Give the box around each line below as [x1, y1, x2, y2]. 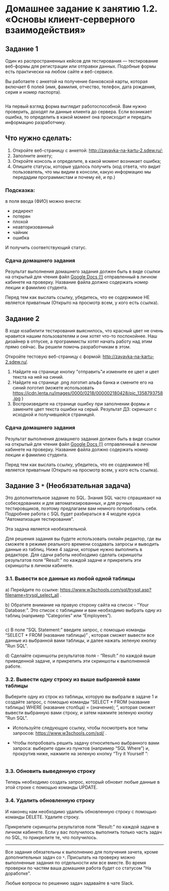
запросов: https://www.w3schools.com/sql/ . [12, 730, 107, 736]
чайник [12, 229, 29, 235]
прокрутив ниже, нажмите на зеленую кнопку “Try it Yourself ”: [12, 750, 148, 756]
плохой [12, 219, 29, 225]
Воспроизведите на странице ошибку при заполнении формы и [12, 401, 150, 407]
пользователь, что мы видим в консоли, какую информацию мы [12, 168, 151, 174]
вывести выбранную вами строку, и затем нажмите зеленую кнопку [5, 709, 153, 716]
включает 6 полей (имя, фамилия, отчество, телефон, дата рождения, [5, 84, 156, 90]
